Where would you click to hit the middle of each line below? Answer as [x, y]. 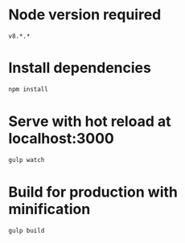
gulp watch [27, 160]
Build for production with [93, 192]
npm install [28, 89]
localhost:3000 [61, 138]
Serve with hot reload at [90, 121]
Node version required [85, 15]
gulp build [27, 230]
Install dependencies [80, 68]
